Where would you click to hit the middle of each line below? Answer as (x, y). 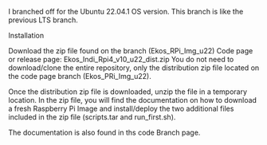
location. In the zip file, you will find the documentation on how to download (133, 100)
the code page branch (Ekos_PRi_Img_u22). (80, 76)
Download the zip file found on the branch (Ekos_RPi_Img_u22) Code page (131, 51)
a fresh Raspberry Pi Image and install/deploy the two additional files (121, 108)
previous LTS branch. (43, 20)
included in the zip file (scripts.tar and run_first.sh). (92, 117)
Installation (26, 35)
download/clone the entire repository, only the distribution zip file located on (134, 68)
